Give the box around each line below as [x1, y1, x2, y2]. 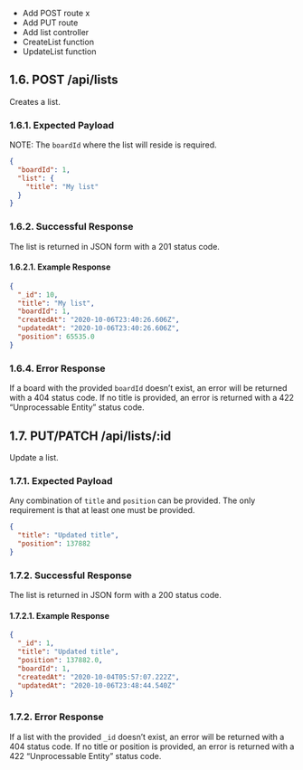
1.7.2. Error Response [9, 710, 104, 723]
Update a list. [9, 452, 59, 462]
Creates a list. [9, 96, 61, 107]
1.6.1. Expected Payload [9, 119, 115, 131]
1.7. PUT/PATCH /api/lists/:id [9, 428, 172, 443]
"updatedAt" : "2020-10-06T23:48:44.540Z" [17, 680, 176, 690]
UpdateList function [22, 46, 97, 57]
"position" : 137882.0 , [17, 655, 103, 664]
